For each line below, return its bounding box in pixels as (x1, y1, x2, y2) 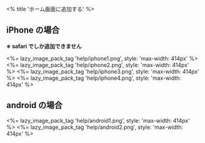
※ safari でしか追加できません (6, 42, 82, 50)
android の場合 (6, 100, 63, 110)
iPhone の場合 (6, 25, 60, 36)
